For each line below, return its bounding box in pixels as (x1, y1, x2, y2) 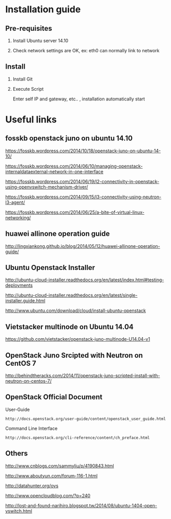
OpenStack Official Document (5, 393, 102, 402)
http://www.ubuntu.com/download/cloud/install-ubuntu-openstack (5, 307, 146, 314)
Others (5, 449, 28, 458)
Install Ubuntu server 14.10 (12, 37, 69, 44)
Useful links (5, 114, 57, 125)
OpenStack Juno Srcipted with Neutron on (5, 351, 143, 360)
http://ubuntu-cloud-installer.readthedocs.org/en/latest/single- (5, 292, 138, 298)
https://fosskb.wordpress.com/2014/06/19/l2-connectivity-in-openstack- (5, 178, 160, 184)
